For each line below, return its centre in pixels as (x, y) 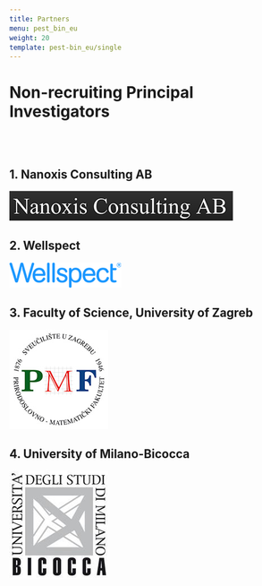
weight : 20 (30, 38)
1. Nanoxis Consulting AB (81, 174)
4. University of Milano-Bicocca (100, 454)
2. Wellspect (45, 246)
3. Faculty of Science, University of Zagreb (131, 313)
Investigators (59, 112)
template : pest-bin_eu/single (66, 47)
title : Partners (39, 19)
